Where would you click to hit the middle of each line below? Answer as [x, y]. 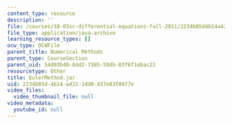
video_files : [26, 90]
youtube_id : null [38, 110]
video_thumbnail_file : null [54, 97]
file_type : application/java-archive [61, 33]
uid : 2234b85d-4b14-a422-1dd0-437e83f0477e [71, 84]
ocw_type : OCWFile [33, 45]
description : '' [30, 20]
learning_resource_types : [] [49, 39]
